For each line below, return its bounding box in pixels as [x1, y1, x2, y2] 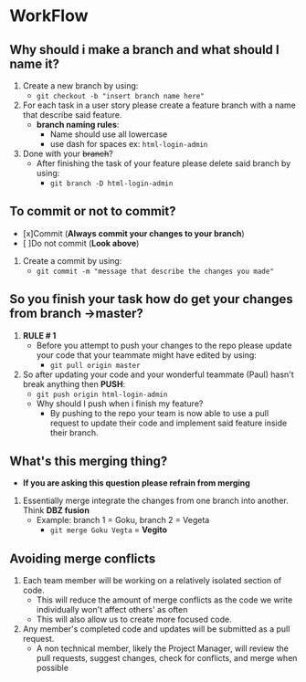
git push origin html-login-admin [36, 390, 168, 399]
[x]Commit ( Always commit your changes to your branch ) [22, 227, 245, 238]
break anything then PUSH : [22, 378, 126, 389]
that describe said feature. [22, 110, 122, 120]
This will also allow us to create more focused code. [36, 614, 232, 625]
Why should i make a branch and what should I [9, 42, 280, 58]
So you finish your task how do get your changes [9, 291, 294, 307]
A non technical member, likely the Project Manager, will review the [36, 643, 290, 654]
